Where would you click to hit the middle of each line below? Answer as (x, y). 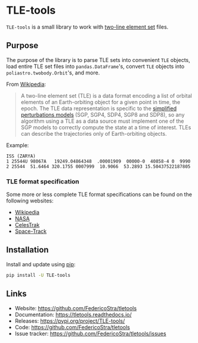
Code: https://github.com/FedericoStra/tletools (72, 327)
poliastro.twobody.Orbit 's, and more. (53, 73)
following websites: (30, 201)
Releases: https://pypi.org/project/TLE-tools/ (70, 321)
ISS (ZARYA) (21, 156)
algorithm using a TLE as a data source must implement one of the (102, 121)
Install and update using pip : (41, 264)
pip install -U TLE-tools (38, 275)
